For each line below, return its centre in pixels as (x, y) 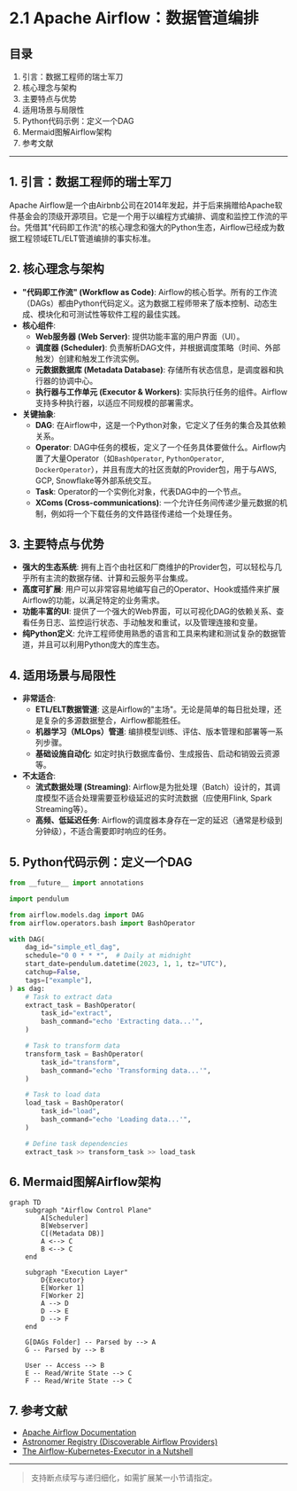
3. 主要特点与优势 (57, 545)
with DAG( (27, 939)
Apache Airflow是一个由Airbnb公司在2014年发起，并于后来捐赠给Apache (142, 205)
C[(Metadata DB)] (72, 1234)
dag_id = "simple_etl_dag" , (73, 948)
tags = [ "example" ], (59, 980)
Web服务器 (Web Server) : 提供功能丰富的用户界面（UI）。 (140, 336)
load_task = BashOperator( (75, 1103)
